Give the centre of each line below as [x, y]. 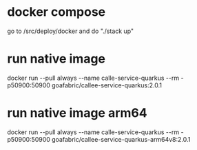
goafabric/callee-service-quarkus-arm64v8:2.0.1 [121, 139]
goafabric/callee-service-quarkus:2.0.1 [106, 85]
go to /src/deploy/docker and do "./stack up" [71, 31]
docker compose [56, 12]
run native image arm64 [77, 113]
